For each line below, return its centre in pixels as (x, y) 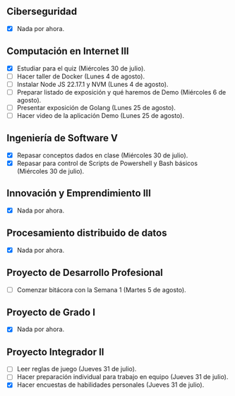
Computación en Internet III (68, 51)
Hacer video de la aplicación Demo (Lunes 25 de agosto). (101, 115)
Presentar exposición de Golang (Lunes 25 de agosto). (96, 107)
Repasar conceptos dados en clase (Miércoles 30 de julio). (102, 155)
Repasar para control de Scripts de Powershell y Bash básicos (107, 163)
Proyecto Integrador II (55, 352)
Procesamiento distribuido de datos (87, 233)
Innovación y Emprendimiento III (79, 193)
